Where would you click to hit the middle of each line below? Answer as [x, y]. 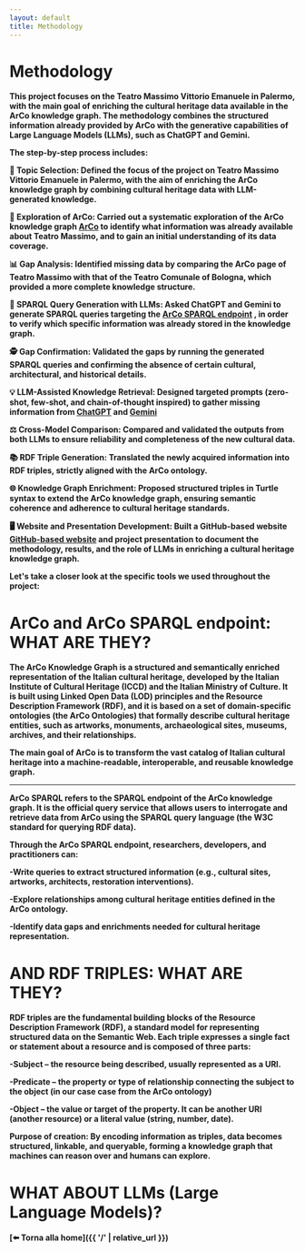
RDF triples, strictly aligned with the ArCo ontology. [108, 470]
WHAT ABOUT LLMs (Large [114, 1192]
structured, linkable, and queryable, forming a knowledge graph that [141, 1146]
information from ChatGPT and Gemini [83, 412]
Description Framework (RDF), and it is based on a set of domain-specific [151, 706]
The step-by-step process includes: [79, 153]
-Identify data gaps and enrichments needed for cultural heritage [135, 927]
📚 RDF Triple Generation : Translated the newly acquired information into [150, 458]
